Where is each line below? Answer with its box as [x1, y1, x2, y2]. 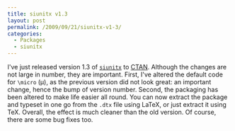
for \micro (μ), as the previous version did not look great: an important [7, 78, 212, 86]
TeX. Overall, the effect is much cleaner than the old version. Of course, [7, 108, 217, 116]
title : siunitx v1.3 [7, 10, 69, 18]
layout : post [7, 17, 46, 24]
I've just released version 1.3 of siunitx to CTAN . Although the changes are [7, 63, 227, 71]
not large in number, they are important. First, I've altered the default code [7, 70, 223, 79]
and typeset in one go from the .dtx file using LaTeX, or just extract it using [7, 101, 227, 108]
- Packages [13, 37, 46, 44]
